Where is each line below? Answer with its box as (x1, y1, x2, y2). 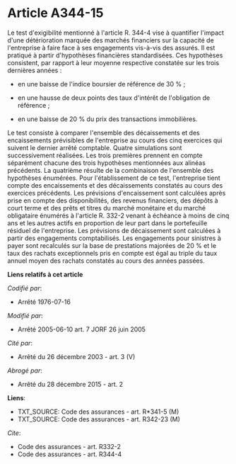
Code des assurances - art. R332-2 (17, 442, 122, 451)
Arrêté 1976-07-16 (17, 298, 71, 306)
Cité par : (7, 339, 33, 347)
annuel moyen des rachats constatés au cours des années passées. (7, 256, 205, 265)
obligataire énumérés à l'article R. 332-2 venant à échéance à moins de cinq (7, 211, 230, 220)
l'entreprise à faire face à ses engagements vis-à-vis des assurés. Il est (7, 43, 216, 52)
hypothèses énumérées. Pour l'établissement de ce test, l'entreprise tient (7, 174, 220, 182)
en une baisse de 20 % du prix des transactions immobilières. (17, 115, 198, 123)
